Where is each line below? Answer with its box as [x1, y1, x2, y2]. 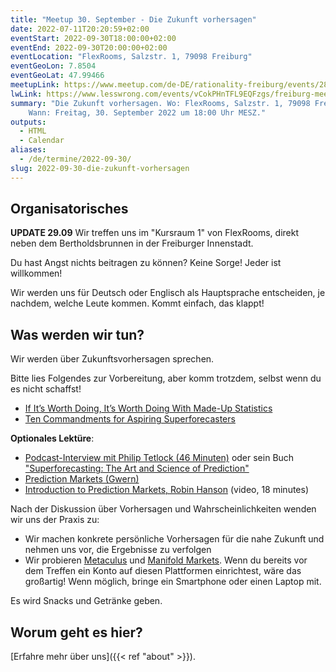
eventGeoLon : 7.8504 [10, 61, 97, 71]
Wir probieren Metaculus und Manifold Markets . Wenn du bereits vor [24, 554, 308, 566]
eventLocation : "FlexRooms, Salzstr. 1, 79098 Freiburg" [10, 52, 253, 62]
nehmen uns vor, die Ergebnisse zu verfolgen [24, 544, 212, 556]
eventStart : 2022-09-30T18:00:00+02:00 [10, 33, 177, 43]
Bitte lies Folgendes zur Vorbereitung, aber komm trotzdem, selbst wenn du [10, 372, 322, 385]
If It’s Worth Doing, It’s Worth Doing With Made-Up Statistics [24, 402, 273, 415]
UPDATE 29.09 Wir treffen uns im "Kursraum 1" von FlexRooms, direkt [10, 227, 300, 239]
